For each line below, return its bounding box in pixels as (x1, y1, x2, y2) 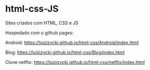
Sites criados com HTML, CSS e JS (5, 20, 79, 26)
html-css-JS (5, 3, 59, 15)
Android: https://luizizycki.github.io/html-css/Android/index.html (5, 39, 139, 46)
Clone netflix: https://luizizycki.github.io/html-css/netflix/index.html (5, 59, 145, 65)
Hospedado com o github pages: (5, 29, 74, 36)
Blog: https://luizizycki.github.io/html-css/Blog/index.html (5, 49, 125, 55)
